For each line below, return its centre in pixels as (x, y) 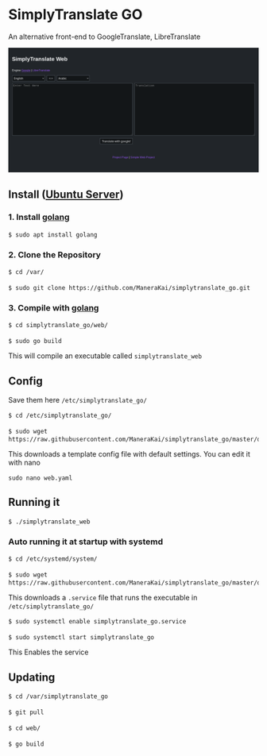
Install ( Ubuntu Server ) (66, 195)
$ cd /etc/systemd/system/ (53, 559)
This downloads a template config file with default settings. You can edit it (129, 454)
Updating (32, 677)
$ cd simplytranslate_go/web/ (58, 326)
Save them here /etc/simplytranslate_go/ (77, 400)
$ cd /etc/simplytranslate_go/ (60, 416)
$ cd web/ (25, 728)
